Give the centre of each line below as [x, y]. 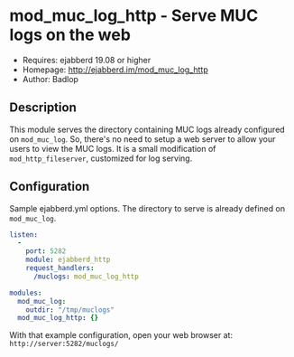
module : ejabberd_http [68, 260]
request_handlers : [60, 268]
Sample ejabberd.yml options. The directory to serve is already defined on [147, 208]
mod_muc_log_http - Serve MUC [134, 16]
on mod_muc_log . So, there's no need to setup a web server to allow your [142, 139]
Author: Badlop [51, 79]
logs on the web [70, 35]
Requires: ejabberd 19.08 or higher [87, 60]
